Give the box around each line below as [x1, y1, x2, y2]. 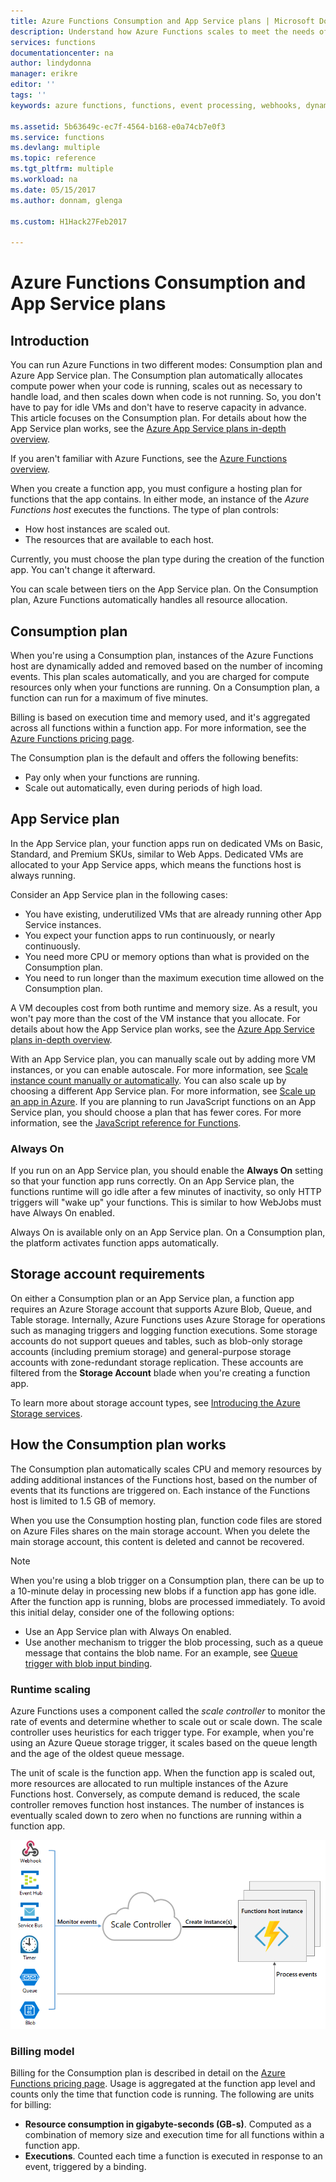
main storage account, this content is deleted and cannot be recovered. [10, 1535, 305, 1547]
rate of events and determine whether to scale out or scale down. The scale [10, 1715, 323, 1727]
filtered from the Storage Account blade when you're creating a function [10, 1366, 311, 1379]
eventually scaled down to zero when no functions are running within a [10, 1809, 302, 1821]
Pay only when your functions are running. [24, 771, 200, 783]
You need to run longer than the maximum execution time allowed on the [24, 971, 325, 984]
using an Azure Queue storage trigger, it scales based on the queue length [10, 1736, 318, 1749]
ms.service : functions [10, 132, 105, 142]
